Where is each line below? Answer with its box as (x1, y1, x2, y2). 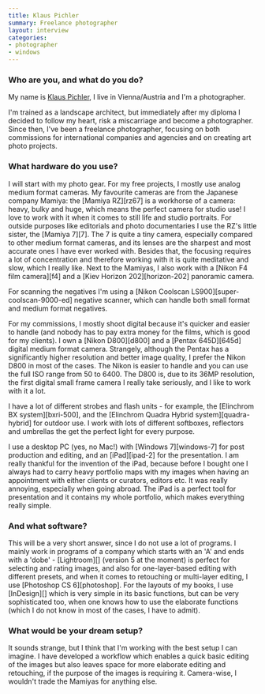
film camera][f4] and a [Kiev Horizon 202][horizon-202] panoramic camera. (8, 271, 255, 281)
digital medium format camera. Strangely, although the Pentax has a (8, 344, 230, 353)
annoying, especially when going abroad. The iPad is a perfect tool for (8, 484, 237, 493)
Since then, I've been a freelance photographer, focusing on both (8, 124, 221, 134)
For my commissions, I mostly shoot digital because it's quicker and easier (8, 319, 251, 328)
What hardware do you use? (8, 161, 118, 172)
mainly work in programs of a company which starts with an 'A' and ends (8, 546, 244, 556)
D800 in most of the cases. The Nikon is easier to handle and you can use (8, 360, 248, 370)
